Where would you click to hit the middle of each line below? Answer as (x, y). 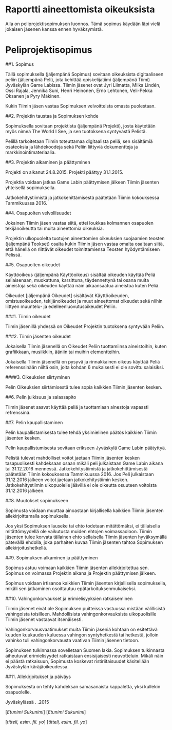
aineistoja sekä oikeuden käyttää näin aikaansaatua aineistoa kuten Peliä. (83, 285)
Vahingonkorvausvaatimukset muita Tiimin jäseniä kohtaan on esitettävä (82, 629)
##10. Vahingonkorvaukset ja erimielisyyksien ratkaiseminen (69, 598)
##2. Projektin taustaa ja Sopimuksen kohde (52, 116)
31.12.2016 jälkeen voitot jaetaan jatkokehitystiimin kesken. (67, 480)
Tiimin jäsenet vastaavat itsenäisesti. (44, 619)
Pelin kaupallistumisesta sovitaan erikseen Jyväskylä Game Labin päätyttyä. (86, 448)
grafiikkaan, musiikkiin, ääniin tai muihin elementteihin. (63, 352)
